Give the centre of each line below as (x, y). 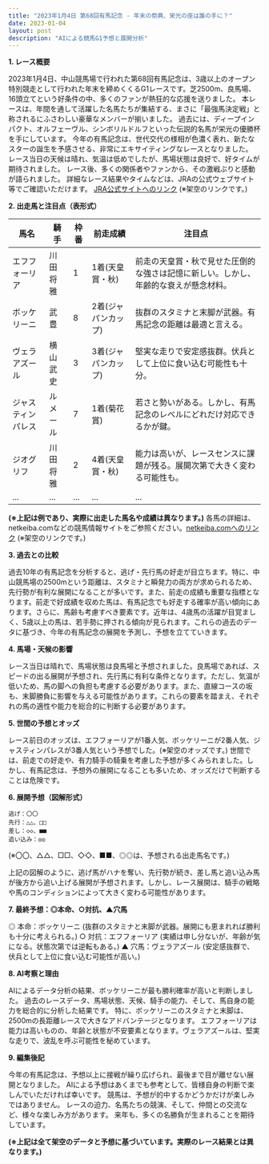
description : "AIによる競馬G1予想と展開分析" (78, 38)
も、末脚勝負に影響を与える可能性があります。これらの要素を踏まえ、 (123, 696)
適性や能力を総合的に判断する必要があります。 (113, 707)
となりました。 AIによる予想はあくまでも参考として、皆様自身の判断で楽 (134, 1085)
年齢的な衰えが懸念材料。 (183, 285)
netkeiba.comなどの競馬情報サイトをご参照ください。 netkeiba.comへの (127, 528)
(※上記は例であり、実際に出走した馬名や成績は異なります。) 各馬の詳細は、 (132, 518)
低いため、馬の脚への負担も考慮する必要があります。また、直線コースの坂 (130, 687)
